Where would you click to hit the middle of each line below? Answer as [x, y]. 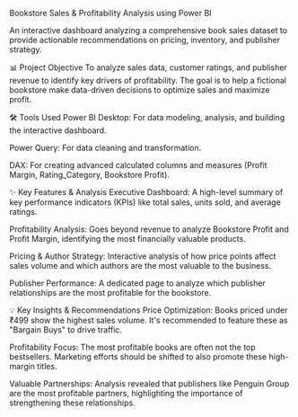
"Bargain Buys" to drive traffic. [66, 330]
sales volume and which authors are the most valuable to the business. [140, 266]
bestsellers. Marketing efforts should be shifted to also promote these [138, 357]
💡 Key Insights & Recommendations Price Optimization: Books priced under [149, 310]
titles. [47, 366]
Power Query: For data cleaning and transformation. [105, 148]
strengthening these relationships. [73, 403]
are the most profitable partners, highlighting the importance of [126, 393]
